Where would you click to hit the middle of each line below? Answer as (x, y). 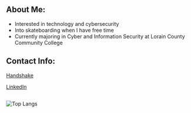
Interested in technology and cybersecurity (67, 24)
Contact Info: (31, 61)
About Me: (26, 10)
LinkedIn (16, 87)
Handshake (20, 75)
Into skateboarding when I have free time (64, 30)
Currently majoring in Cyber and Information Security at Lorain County (100, 36)
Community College (38, 42)
